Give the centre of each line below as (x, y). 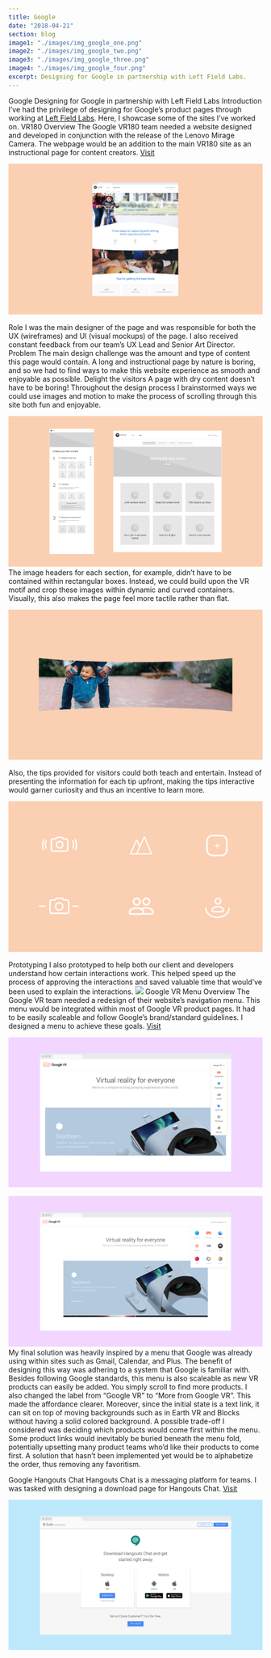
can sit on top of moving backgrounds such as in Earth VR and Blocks (124, 1412)
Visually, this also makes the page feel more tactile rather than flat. (119, 598)
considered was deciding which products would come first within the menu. (134, 1430)
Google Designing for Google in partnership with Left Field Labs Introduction (135, 100)
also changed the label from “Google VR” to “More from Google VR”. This (130, 1395)
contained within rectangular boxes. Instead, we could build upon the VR (129, 581)
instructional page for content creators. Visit (81, 152)
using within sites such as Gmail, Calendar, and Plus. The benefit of (120, 1361)
